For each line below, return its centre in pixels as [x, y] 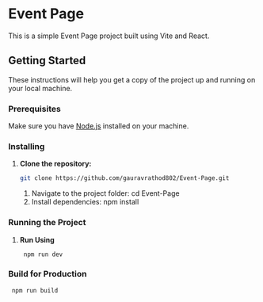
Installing [27, 146]
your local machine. [40, 88]
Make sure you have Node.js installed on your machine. [99, 126]
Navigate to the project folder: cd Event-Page [105, 193]
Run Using [37, 239]
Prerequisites [34, 109]
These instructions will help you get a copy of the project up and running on [132, 79]
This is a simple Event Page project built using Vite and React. [109, 36]
